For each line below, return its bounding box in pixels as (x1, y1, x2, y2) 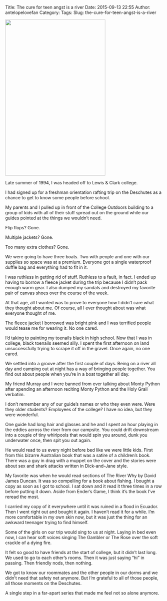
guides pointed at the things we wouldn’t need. (5, 215, 102, 221)
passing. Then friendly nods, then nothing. (5, 560, 93, 566)
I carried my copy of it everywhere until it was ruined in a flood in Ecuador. (5, 504, 158, 509)
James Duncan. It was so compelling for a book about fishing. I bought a (5, 478, 155, 484)
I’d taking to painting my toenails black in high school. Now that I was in (5, 335, 152, 341)
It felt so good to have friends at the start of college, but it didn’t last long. (5, 550, 157, 555)
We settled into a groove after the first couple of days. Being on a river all (5, 361, 156, 366)
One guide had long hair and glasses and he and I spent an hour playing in (5, 422, 158, 427)
